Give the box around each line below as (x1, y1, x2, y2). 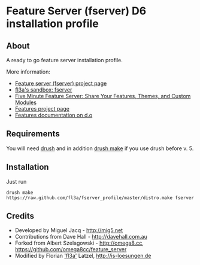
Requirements (6, 129, 60, 139)
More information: (6, 68, 51, 75)
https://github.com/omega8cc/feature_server (14, 246, 127, 253)
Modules (14, 99, 37, 106)
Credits (6, 211, 35, 221)
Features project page (14, 105, 70, 112)
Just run (6, 178, 27, 185)
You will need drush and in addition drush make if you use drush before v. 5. (6, 145, 194, 152)
